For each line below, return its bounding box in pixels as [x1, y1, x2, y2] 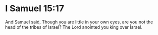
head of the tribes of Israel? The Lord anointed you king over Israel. [5, 24, 143, 30]
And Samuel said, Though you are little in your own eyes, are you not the [5, 19, 154, 25]
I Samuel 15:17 [5, 3, 64, 14]
